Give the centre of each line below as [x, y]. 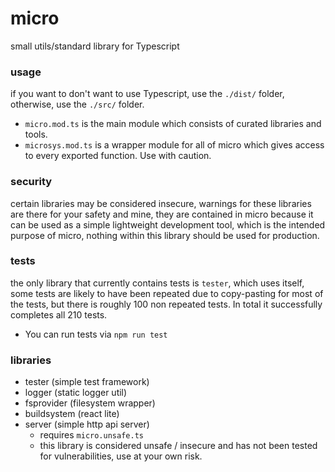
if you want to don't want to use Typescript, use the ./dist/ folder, [147, 94]
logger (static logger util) [76, 393]
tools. [36, 134]
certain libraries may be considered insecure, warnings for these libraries [161, 203]
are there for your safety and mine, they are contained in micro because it [162, 214]
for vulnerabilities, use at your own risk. [121, 456]
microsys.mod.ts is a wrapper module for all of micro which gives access [174, 145]
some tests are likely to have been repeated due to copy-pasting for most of [167, 293]
